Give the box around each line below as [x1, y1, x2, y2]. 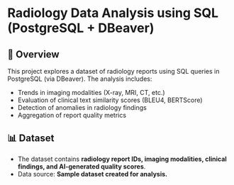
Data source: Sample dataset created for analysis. [17, 169, 168, 178]
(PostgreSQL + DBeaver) [7, 20, 155, 36]
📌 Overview [7, 48, 60, 60]
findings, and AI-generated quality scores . [17, 162, 146, 171]
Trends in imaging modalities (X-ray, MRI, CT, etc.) [17, 89, 165, 96]
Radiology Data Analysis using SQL [7, 5, 218, 21]
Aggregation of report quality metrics [17, 111, 126, 119]
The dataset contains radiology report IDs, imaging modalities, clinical [17, 155, 227, 163]
